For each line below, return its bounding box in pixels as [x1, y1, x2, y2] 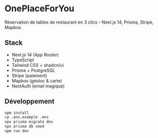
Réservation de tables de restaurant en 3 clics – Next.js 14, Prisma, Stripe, [4, 19, 154, 25]
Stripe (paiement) [11, 72, 48, 79]
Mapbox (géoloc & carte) [11, 78, 62, 83]
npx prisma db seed [4, 124, 45, 129]
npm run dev [4, 129, 29, 134]
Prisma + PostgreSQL [11, 67, 55, 73]
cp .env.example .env [4, 115, 49, 120]
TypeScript [11, 57, 34, 63]
